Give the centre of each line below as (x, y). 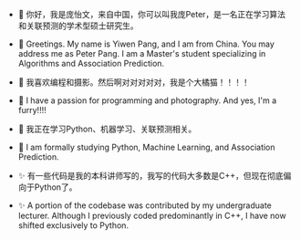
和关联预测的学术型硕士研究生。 (78, 26)
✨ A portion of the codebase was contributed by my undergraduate (145, 205)
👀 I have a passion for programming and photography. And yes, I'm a (147, 100)
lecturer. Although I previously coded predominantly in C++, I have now (152, 215)
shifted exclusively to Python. (73, 225)
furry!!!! (32, 110)
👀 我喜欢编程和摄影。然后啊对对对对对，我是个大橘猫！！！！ (134, 82)
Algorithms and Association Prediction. (91, 63)
